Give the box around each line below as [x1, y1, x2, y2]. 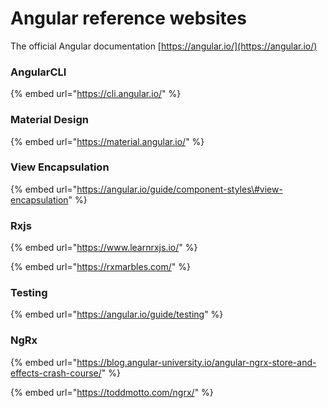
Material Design [10, 113, 89, 127]
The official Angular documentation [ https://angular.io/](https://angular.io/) [10, 40, 318, 52]
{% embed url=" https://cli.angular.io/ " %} [10, 88, 182, 100]
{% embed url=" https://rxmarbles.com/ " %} [10, 261, 191, 273]
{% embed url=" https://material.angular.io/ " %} [10, 135, 205, 147]
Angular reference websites [10, 7, 247, 30]
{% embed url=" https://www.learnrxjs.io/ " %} [10, 242, 198, 254]
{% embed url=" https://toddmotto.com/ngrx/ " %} [10, 386, 214, 398]
